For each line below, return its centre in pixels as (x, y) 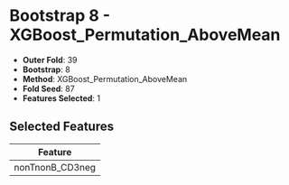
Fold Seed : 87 (48, 88)
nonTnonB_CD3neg (55, 167)
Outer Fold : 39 (50, 60)
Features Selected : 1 (61, 98)
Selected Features (62, 127)
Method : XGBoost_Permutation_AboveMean (105, 79)
